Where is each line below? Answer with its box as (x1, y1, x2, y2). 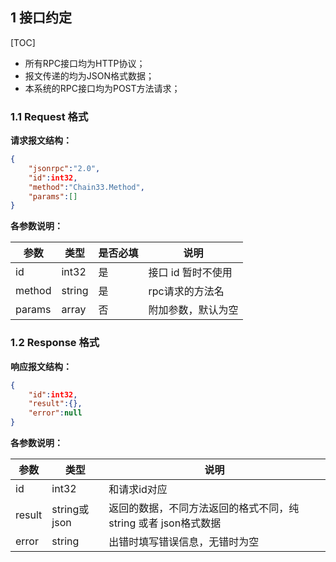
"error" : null (28, 408, 83, 418)
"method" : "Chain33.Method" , (28, 182, 145, 192)
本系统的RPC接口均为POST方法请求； (24, 82, 181, 94)
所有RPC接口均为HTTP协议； (24, 57, 146, 69)
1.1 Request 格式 (10, 109, 89, 123)
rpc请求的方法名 (148, 284, 225, 298)
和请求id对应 (108, 483, 168, 497)
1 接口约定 (10, 9, 73, 27)
